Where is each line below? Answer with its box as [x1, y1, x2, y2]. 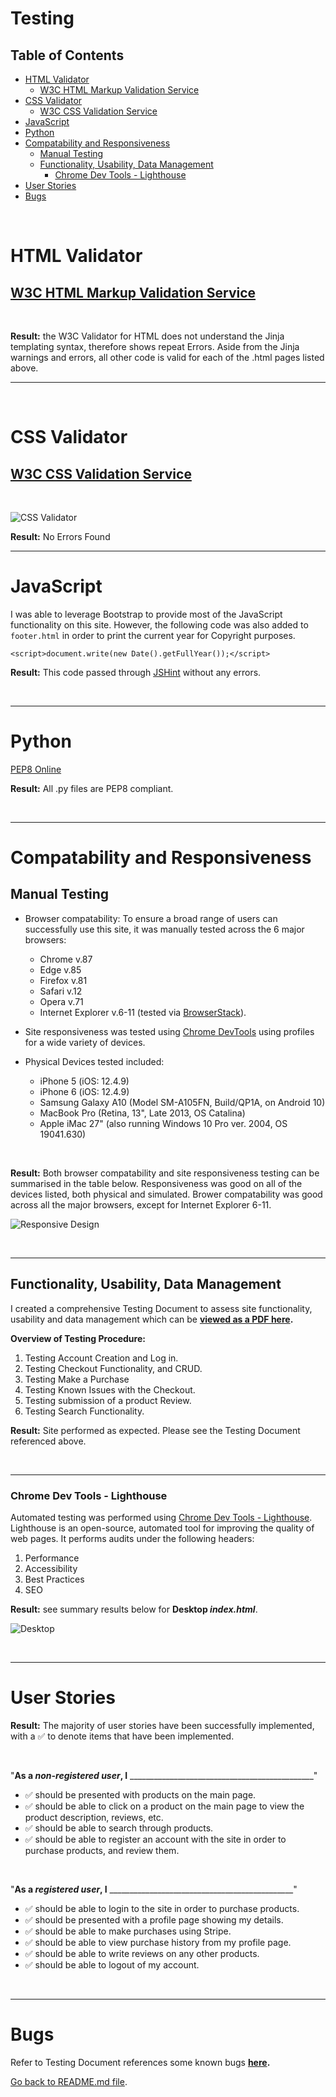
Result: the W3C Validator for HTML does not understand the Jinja [10, 330, 285, 342]
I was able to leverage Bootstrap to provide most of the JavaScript [10, 608, 283, 620]
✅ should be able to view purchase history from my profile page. [24, 1936, 292, 1948]
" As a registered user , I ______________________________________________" [10, 1883, 298, 1895]
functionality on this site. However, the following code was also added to [10, 618, 309, 631]
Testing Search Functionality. [24, 1405, 145, 1417]
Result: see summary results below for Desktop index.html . [10, 1603, 258, 1615]
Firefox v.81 [39, 974, 88, 986]
